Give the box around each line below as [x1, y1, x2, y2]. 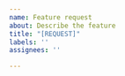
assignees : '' [9, 46, 62, 55]
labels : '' [9, 37, 49, 47]
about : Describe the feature [9, 21, 116, 30]
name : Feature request [9, 12, 92, 22]
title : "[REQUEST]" [9, 29, 81, 38]
